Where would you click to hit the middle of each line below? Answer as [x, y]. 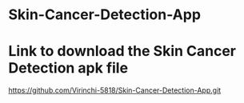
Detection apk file [68, 68]
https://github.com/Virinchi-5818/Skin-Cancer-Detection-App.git [115, 90]
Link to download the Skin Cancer [122, 51]
